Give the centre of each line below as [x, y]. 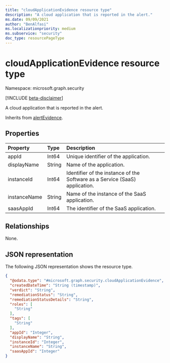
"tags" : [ [20, 318]
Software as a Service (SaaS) [101, 179]
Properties [22, 134]
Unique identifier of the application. [108, 156]
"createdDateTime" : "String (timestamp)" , [55, 285]
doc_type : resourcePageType [35, 39]
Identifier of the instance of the [103, 173]
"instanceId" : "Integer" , [37, 342]
